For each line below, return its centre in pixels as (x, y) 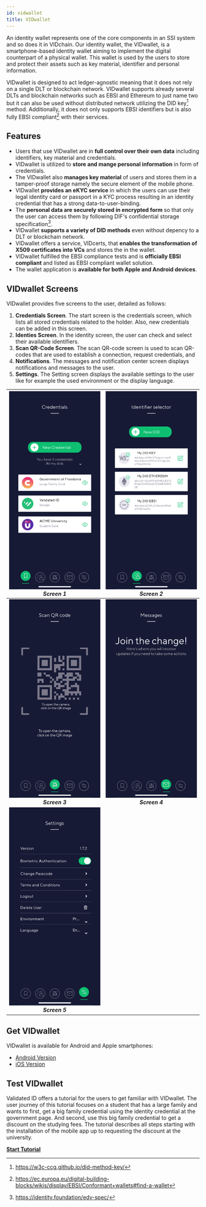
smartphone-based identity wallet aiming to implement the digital (89, 51)
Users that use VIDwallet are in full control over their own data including (107, 151)
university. (19, 1138)
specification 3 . (34, 223)
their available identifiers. (47, 342)
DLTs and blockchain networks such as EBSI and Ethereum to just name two (102, 95)
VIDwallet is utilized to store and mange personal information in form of (107, 164)
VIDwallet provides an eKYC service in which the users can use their (103, 190)
